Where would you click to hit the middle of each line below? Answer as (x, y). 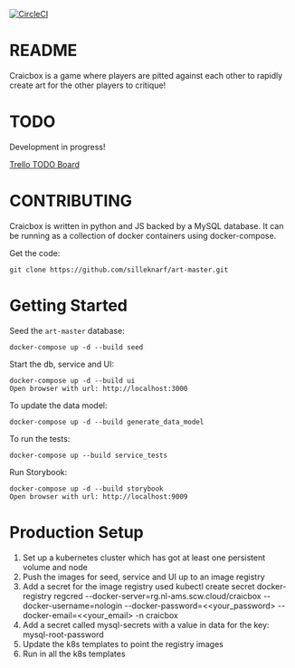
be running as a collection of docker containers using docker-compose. (143, 235)
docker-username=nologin (72, 606)
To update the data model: (58, 405)
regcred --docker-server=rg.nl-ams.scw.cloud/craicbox (157, 596)
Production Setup (77, 532)
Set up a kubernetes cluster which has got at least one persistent (144, 558)
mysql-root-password (63, 635)
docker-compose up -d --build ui (72, 380)
